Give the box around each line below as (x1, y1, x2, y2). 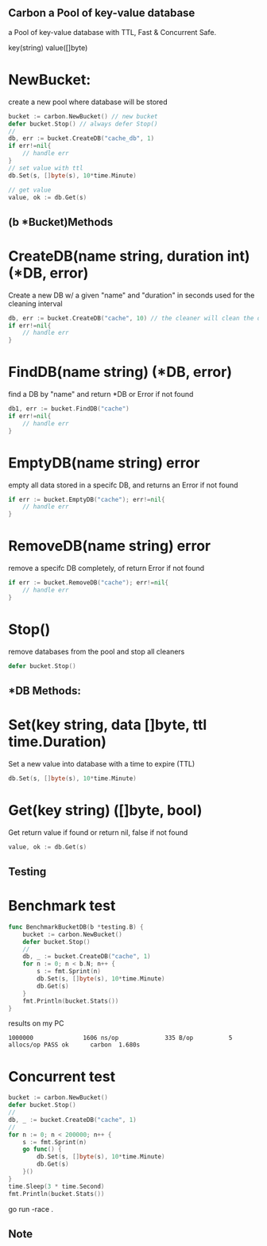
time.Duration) (8, 733, 107, 751)
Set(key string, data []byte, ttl (8, 716, 207, 734)
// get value (8, 186, 52, 194)
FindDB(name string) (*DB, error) (8, 363, 233, 381)
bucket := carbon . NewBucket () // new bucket (8, 112, 158, 120)
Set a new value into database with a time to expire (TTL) (8, 759, 195, 768)
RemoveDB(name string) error (8, 537, 211, 555)
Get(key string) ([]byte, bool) (8, 801, 203, 819)
